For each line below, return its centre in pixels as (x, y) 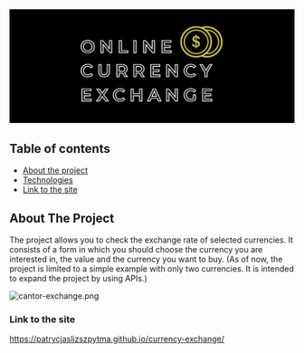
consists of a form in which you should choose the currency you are (136, 249)
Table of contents (60, 148)
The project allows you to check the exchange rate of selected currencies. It (152, 240)
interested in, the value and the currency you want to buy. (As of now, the (146, 259)
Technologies (48, 180)
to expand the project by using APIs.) (78, 278)
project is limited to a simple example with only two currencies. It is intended (152, 268)
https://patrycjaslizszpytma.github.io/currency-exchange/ (117, 339)
